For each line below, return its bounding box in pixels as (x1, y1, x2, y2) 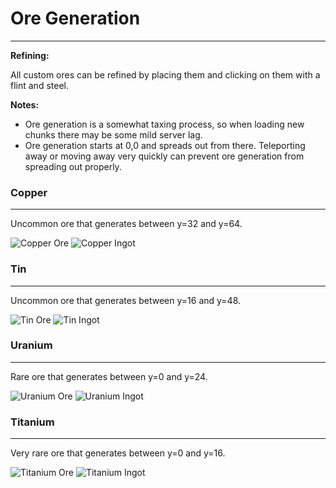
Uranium (10, 338, 53, 352)
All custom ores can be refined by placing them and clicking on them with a (10, 68, 321, 81)
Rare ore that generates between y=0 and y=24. (10, 370, 208, 382)
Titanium (10, 415, 55, 429)
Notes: (10, 98, 40, 111)
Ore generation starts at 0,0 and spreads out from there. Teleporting (24, 139, 306, 151)
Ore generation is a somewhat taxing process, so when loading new (24, 118, 305, 130)
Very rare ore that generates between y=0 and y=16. (10, 447, 226, 459)
